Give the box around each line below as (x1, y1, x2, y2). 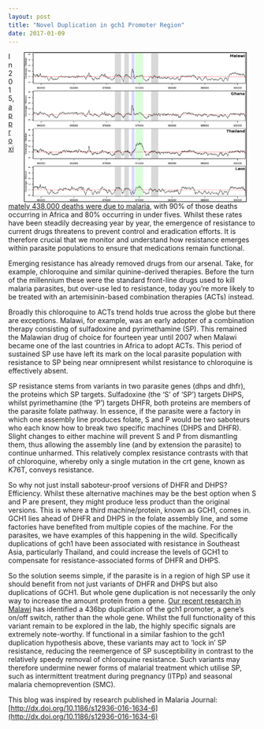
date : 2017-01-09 (8, 29, 65, 37)
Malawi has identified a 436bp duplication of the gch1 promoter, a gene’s (8, 604, 244, 614)
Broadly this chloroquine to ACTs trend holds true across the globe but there (8, 307, 256, 317)
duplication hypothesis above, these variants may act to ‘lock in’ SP (8, 638, 227, 647)
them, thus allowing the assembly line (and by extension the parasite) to (8, 440, 242, 449)
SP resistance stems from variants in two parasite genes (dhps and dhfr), (8, 381, 246, 390)
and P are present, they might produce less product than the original (8, 497, 230, 506)
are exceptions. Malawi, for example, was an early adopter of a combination (8, 315, 255, 325)
